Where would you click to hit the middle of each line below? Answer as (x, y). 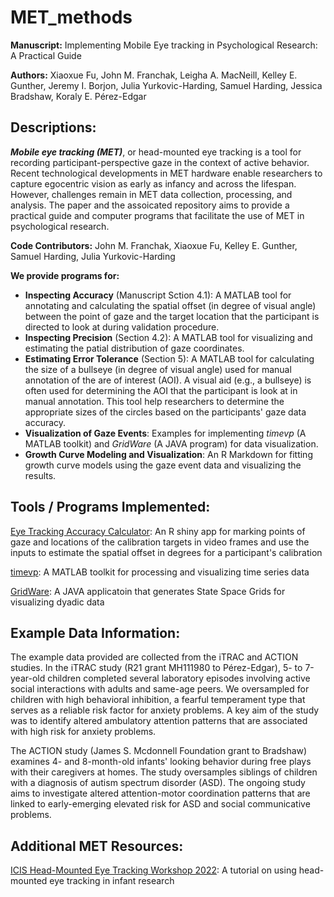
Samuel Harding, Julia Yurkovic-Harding (93, 256)
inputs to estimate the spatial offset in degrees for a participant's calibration (166, 552)
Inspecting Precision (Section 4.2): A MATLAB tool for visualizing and (168, 337)
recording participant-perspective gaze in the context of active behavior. (160, 162)
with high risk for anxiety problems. (83, 732)
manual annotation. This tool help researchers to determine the (154, 401)
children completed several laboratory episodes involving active (179, 678)
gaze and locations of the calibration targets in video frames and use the (160, 542)
